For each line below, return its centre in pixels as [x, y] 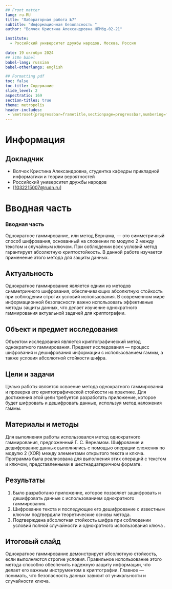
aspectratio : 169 [24, 96]
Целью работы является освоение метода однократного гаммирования [84, 387]
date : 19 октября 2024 [29, 53]
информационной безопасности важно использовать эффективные [79, 302]
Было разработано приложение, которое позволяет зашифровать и [87, 492]
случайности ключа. [28, 581]
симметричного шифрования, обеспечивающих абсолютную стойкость [84, 291]
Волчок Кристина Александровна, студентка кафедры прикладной [86, 171]
